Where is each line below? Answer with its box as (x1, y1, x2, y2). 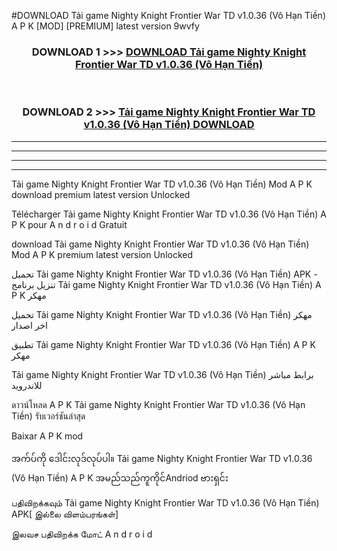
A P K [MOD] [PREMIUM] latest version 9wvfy (11, 20, 200, 32)
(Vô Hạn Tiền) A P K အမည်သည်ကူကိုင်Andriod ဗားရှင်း (11, 471, 229, 484)
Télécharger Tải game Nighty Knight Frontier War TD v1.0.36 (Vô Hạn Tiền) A (11, 208, 327, 220)
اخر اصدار (11, 319, 48, 331)
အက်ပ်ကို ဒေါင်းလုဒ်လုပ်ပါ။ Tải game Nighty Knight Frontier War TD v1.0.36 (11, 452, 313, 464)
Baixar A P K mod (11, 430, 84, 442)
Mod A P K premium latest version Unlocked (11, 248, 194, 260)
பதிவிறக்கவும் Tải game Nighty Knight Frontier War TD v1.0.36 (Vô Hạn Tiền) (11, 496, 320, 509)
